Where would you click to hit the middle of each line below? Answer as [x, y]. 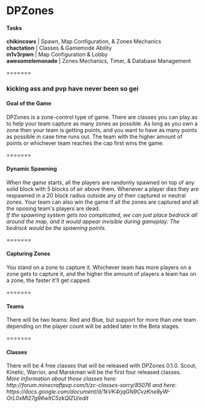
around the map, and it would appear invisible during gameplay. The [93, 221]
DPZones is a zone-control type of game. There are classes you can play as [102, 117]
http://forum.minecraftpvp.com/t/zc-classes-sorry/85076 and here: [91, 385]
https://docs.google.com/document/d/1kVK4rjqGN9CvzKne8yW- [88, 391]
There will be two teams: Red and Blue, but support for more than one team [101, 320]
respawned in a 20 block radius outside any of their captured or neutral [96, 195]
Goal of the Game [29, 103]
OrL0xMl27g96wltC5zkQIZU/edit [47, 398]
